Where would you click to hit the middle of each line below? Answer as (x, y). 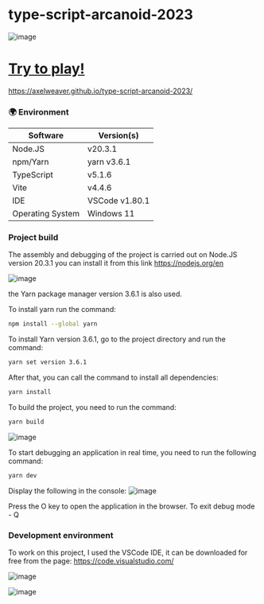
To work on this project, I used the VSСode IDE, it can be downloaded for (128, 553)
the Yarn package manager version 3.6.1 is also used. (95, 294)
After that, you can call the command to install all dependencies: (113, 378)
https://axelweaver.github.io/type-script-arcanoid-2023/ (101, 91)
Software (46, 135)
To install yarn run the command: (62, 310)
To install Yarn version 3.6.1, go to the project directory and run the (117, 339)
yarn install (30, 392)
